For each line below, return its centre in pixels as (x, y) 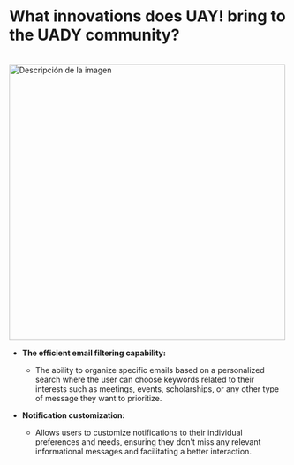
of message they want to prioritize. (98, 398)
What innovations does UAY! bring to (147, 16)
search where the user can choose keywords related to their (144, 379)
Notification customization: (73, 415)
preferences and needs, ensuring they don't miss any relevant (148, 442)
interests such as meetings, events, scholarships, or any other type (157, 389)
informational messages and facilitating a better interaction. (143, 451)
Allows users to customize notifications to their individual (139, 432)
